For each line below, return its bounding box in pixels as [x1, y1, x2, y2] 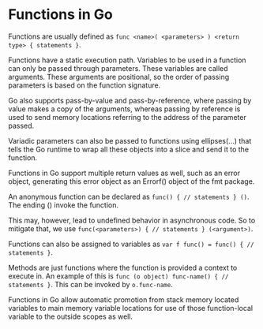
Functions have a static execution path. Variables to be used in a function [8, 55, 246, 65]
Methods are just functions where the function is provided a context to [8, 263, 238, 272]
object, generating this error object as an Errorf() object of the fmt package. [8, 176, 255, 186]
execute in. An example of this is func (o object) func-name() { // [8, 271, 229, 281]
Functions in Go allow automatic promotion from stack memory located [8, 294, 239, 305]
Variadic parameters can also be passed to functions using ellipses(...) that [8, 136, 252, 145]
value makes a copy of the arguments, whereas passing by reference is [8, 104, 241, 114]
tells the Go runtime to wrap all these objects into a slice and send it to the [8, 144, 250, 154]
